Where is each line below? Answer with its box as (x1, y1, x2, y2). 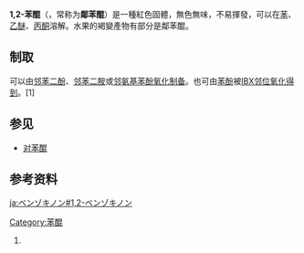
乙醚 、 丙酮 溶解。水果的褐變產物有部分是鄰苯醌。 (9, 20, 194, 31)
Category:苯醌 (9, 216, 64, 227)
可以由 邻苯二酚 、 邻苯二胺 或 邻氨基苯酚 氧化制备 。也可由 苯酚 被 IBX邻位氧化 (9, 75, 287, 86)
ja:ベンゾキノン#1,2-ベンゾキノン (9, 197, 132, 208)
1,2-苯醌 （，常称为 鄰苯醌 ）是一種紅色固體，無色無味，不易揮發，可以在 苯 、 (9, 9, 297, 19)
